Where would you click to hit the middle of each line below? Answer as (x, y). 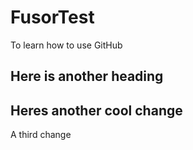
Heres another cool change (96, 110)
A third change (41, 135)
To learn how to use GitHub (66, 45)
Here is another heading (87, 76)
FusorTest (52, 17)
